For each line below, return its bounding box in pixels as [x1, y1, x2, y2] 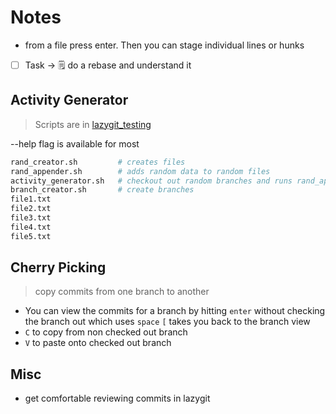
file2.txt [10, 204, 52, 214]
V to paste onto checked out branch [24, 337, 172, 349]
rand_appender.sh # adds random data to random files [10, 166, 271, 176]
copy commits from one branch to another [34, 286, 210, 298]
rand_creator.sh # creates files [10, 157, 186, 167]
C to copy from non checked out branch [24, 326, 188, 338]
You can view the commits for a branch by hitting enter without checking [24, 305, 326, 317]
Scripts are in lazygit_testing [34, 118, 152, 130]
